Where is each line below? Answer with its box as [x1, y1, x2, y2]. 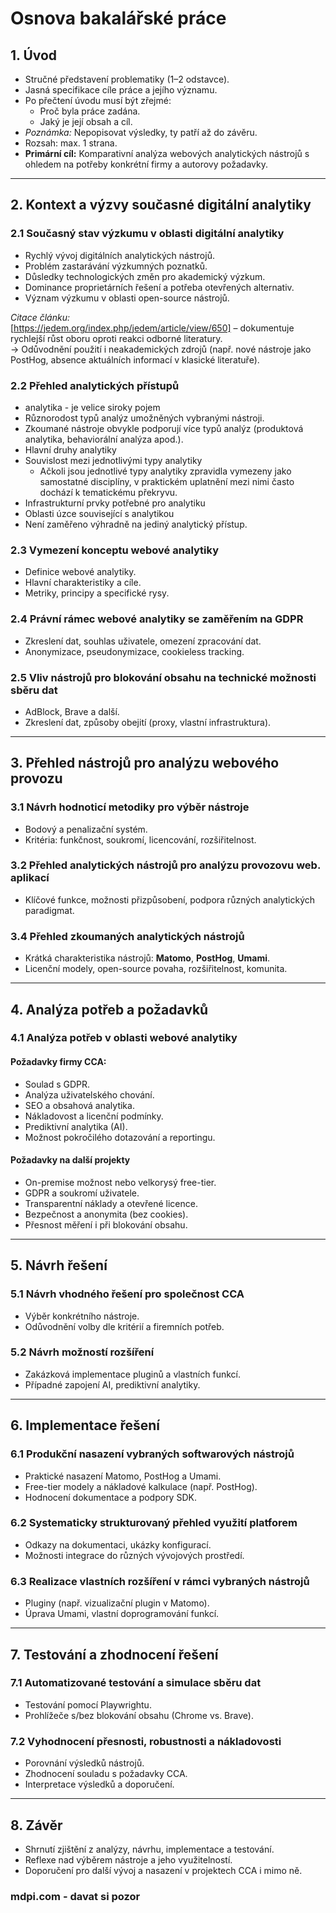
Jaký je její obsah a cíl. [39, 116, 133, 127]
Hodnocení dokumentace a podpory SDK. [24, 1491, 197, 1503]
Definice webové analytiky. [24, 566, 137, 578]
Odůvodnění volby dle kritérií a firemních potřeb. [24, 1320, 225, 1332]
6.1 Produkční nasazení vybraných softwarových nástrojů [10, 1447, 295, 1461]
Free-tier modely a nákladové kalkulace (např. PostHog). [24, 1480, 258, 1492]
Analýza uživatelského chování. [24, 1088, 155, 1101]
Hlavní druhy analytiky [24, 443, 117, 456]
